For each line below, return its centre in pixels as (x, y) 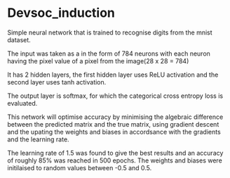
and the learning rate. (38, 139)
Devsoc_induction (61, 13)
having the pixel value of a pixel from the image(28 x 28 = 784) (98, 61)
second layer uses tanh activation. (57, 82)
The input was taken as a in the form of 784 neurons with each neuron (109, 53)
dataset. (19, 39)
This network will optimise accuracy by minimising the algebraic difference (115, 117)
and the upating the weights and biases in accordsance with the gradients (114, 132)
